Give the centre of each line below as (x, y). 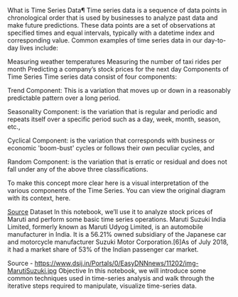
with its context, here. (39, 198)
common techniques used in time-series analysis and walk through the (111, 278)
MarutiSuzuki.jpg (32, 271)
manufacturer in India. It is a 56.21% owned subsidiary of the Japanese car (117, 234)
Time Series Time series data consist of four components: (92, 77)
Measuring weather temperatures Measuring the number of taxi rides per (114, 62)
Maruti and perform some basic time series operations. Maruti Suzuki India (117, 219)
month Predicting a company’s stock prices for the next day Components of (118, 69)
